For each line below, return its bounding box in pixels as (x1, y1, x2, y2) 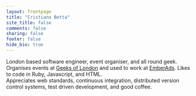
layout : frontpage (6, 8, 52, 15)
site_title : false (6, 20, 52, 25)
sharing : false (6, 31, 44, 37)
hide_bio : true (6, 42, 44, 48)
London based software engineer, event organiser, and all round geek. (6, 57, 178, 65)
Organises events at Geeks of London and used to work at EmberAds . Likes (6, 64, 191, 71)
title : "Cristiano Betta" (6, 14, 70, 20)
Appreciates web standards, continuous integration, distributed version (6, 76, 179, 84)
